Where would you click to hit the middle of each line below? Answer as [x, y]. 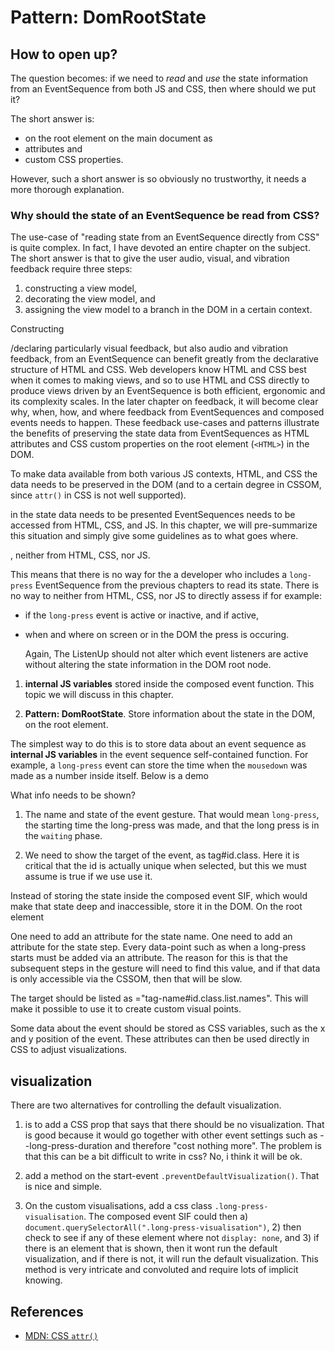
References [47, 1311]
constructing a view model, [80, 288]
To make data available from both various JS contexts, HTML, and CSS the [164, 474]
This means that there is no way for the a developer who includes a [149, 575]
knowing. [43, 1280]
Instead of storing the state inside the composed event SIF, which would [159, 896]
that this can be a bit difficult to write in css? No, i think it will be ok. [163, 1157]
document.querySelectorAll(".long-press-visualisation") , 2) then [163, 1227]
